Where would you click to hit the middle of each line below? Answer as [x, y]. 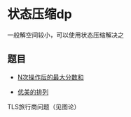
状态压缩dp [40, 14]
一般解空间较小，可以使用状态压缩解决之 [65, 35]
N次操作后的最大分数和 [50, 77]
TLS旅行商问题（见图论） [44, 107]
